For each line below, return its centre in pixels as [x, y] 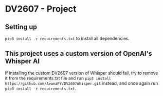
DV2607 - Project [41, 9]
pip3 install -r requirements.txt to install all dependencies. [67, 38]
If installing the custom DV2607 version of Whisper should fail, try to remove [81, 73]
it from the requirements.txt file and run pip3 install [58, 78]
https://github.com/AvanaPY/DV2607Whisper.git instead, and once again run [81, 83]
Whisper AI [22, 61]
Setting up [21, 27]
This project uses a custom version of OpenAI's [79, 54]
